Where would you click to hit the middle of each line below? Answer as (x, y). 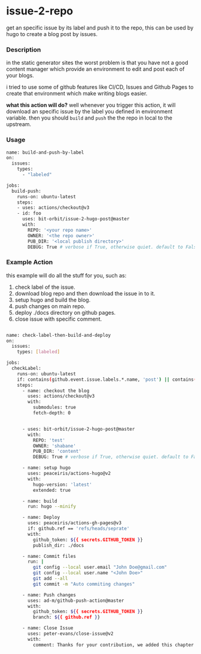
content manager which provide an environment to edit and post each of (95, 69)
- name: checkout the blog (56, 391)
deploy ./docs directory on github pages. (65, 312)
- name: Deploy (41, 518)
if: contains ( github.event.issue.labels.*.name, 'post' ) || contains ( (107, 380)
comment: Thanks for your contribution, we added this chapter (113, 645)
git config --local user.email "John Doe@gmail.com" (100, 568)
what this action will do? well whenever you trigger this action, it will (91, 105)
